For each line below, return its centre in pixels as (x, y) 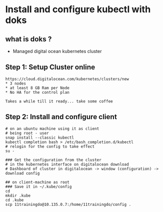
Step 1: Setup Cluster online (50, 67)
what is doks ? (29, 39)
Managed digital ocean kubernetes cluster (57, 51)
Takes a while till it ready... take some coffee (59, 101)
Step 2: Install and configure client (61, 117)
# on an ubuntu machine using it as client (52, 128)
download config (22, 173)
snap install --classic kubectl (40, 138)
